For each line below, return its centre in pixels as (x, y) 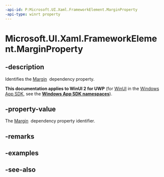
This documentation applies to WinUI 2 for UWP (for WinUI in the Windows (82, 88)
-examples (22, 153)
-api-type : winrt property (33, 14)
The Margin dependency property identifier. (50, 121)
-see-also (20, 170)
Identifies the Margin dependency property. (50, 79)
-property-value (31, 109)
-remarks (20, 136)
